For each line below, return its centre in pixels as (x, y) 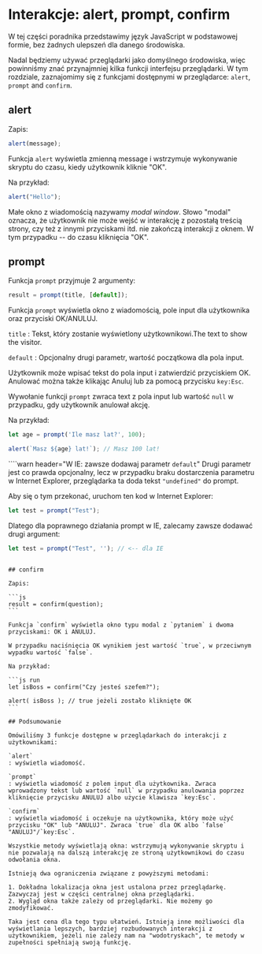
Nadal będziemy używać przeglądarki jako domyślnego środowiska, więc (127, 60)
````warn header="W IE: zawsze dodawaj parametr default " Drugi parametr (130, 464)
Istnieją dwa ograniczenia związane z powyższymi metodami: (109, 874)
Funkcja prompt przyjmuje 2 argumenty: (72, 281)
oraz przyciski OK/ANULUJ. (53, 319)
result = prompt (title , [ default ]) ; (68, 295)
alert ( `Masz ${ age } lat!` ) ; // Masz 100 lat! (84, 449)
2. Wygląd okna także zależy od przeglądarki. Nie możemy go (111, 901)
